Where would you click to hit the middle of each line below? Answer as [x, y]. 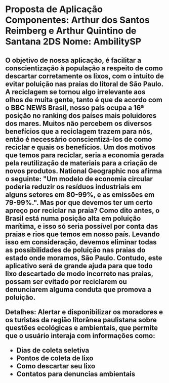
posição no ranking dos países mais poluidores [81, 116]
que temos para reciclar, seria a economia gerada [85, 155]
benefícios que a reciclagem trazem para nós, [79, 131]
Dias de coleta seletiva [53, 350]
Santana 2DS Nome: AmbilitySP [73, 42]
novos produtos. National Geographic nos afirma [84, 171]
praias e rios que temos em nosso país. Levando [83, 234]
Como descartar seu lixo [56, 366]
